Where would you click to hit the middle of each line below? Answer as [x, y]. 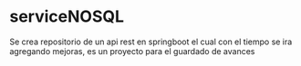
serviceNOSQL [67, 17]
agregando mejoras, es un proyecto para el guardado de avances [132, 51]
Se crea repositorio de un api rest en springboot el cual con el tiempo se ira [151, 42]
